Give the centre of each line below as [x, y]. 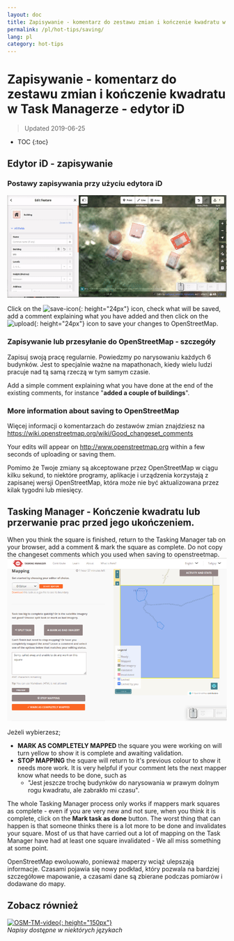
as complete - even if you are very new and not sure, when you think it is [111, 811]
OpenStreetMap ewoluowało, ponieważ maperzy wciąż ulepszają [101, 862]
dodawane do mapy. [37, 883]
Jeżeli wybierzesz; [34, 732]
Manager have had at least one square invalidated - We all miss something [114, 841]
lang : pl [20, 37]
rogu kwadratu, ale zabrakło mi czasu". [84, 790]
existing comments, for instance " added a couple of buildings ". [99, 392]
